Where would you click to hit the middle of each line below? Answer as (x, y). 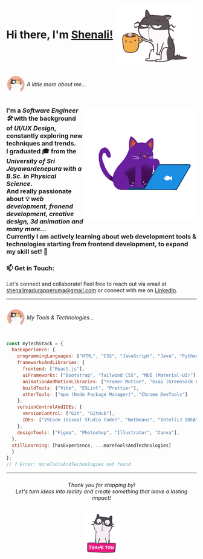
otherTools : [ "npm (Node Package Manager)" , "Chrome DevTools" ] (105, 394)
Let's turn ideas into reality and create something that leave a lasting (101, 491)
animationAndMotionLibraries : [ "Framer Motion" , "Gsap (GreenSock (108, 382)
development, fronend (40, 206)
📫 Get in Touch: (31, 269)
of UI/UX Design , (31, 129)
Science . (20, 184)
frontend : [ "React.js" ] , (53, 369)
